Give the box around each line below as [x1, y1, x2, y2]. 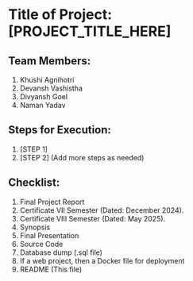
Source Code [19, 239, 64, 248]
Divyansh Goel [19, 92, 68, 101]
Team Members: [8, 54, 91, 67]
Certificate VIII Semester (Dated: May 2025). [19, 214, 166, 223]
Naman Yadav [19, 101, 66, 110]
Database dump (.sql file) [19, 248, 103, 257]
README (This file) [19, 264, 83, 274]
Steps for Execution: [8, 123, 111, 137]
